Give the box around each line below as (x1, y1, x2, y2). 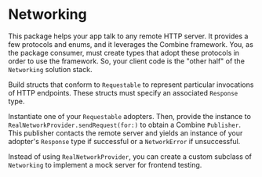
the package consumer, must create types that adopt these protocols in (8, 48, 240, 57)
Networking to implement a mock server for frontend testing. (8, 160, 202, 169)
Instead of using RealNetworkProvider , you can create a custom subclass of (8, 151, 253, 161)
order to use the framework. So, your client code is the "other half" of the (8, 56, 246, 66)
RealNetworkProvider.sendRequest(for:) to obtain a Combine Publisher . (8, 120, 242, 129)
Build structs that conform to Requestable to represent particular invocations (8, 80, 254, 89)
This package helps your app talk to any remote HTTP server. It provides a (8, 31, 249, 41)
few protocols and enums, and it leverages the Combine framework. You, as (8, 39, 253, 49)
